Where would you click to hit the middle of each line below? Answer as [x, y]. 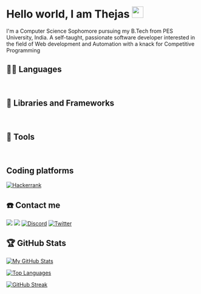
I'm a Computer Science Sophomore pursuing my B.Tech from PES [90, 31]
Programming [23, 50]
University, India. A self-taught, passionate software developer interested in [101, 37]
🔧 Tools [21, 137]
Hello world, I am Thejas [68, 14]
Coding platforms [40, 170]
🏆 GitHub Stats [36, 243]
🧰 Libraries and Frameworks [60, 103]
